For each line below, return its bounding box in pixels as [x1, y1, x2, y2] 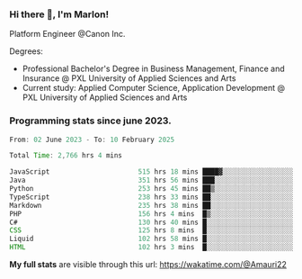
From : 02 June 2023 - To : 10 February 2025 [9, 135, 175, 144]
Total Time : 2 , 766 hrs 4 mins [9, 151, 123, 160]
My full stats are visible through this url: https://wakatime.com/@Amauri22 [9, 259, 288, 270]
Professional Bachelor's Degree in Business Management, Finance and [22, 63, 285, 75]
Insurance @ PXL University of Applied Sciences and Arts [22, 73, 236, 84]
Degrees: [9, 46, 43, 57]
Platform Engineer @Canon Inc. [9, 29, 126, 40]
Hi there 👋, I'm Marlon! [9, 8, 110, 21]
